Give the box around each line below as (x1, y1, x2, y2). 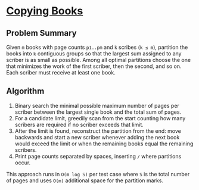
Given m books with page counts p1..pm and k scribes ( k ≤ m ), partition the (6, 43, 188, 51)
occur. (14, 159, 31, 166)
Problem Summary (6, 28, 77, 38)
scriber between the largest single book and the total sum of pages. (14, 108, 182, 116)
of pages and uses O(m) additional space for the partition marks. (6, 177, 164, 184)
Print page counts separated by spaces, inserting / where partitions (14, 152, 182, 160)
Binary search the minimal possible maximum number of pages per (14, 102, 180, 109)
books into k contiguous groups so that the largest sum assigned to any (6, 50, 182, 57)
